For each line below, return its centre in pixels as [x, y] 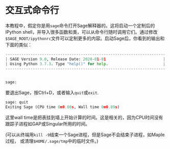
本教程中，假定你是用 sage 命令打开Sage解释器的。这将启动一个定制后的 [80, 26]
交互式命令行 [32, 10]
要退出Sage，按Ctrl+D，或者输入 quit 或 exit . [52, 93]
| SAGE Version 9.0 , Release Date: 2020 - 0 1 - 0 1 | [86, 59]
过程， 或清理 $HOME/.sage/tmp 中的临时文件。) [52, 141]
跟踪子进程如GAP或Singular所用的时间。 [48, 124]
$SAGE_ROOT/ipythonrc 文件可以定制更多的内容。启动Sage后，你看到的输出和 [85, 38]
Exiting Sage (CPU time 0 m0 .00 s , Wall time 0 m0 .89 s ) [63, 107]
